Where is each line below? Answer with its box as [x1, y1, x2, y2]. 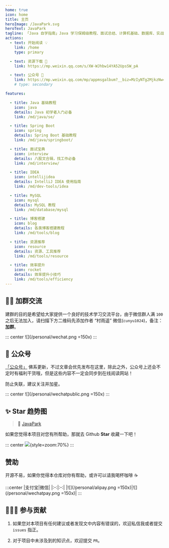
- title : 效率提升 [10, 263, 45, 268]
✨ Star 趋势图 [5, 407, 47, 416]
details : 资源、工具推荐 [14, 248, 61, 254]
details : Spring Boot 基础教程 [14, 133, 77, 138]
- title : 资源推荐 [10, 239, 45, 244]
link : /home [14, 45, 39, 50]
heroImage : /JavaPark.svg [5, 21, 59, 27]
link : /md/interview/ [14, 161, 59, 166]
